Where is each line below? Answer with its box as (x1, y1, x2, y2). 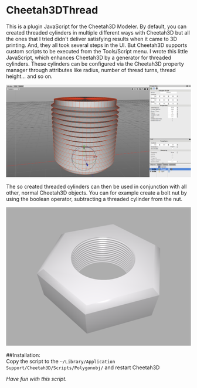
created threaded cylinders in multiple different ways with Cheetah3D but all (6, 29, 191, 36)
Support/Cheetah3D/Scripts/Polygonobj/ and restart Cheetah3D (6, 364, 160, 371)
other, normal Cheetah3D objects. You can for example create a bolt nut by (6, 189, 188, 196)
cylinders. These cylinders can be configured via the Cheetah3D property (6, 60, 185, 67)
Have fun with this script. (6, 376, 67, 383)
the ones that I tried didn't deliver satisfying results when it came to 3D (6, 35, 178, 42)
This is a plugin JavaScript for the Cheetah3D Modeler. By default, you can (6, 23, 186, 30)
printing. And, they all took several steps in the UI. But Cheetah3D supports (6, 42, 188, 49)
